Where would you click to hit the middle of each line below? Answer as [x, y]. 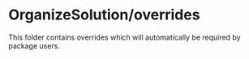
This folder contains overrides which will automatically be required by [124, 37]
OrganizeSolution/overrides [104, 15]
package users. [34, 45]
